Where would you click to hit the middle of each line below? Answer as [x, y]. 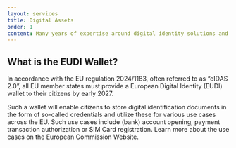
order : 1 [20, 27]
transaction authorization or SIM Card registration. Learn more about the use [118, 130]
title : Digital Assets [41, 20]
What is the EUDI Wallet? [63, 61]
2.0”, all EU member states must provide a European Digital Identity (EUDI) [115, 86]
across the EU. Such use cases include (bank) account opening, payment [114, 122]
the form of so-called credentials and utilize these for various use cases [112, 115]
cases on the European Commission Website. [73, 137]
